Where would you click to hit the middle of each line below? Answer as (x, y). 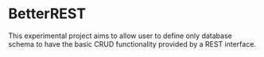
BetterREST (47, 14)
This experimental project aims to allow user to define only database (120, 36)
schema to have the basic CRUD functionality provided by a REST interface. (132, 44)
